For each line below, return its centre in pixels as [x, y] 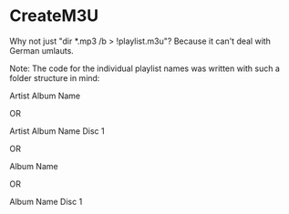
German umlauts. [42, 50]
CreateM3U [54, 16]
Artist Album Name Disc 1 [57, 131]
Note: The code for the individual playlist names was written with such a [145, 68]
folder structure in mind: [55, 77]
